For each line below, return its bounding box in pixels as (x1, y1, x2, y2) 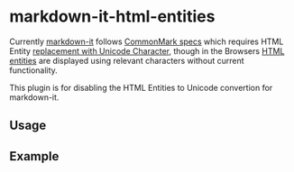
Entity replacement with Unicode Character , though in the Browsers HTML (9, 45, 285, 56)
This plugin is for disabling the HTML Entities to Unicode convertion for (9, 82, 273, 93)
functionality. (9, 65, 59, 76)
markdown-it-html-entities (9, 6, 216, 27)
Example (9, 149, 60, 164)
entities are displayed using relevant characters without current (9, 55, 245, 66)
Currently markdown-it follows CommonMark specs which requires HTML (9, 36, 284, 47)
